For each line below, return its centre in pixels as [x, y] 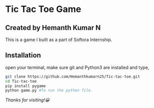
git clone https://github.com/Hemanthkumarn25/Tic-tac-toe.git [73, 76]
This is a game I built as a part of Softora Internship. [59, 39]
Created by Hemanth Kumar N [53, 28]
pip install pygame [26, 86]
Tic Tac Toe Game [43, 9]
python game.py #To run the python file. [49, 90]
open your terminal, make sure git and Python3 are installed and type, [77, 67]
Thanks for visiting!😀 [28, 100]
